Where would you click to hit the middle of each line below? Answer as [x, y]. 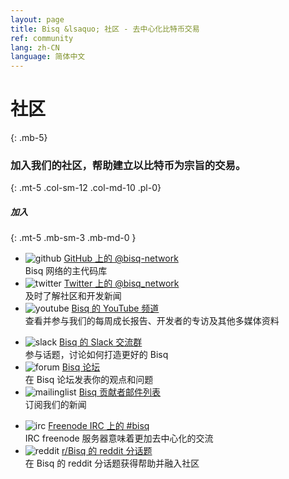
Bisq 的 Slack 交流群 [101, 342]
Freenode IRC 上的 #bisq [99, 426]
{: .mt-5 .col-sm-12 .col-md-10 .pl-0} [86, 188]
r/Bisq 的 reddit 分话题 [107, 451]
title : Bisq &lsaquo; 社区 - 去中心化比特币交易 [105, 29]
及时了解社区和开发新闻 [73, 296]
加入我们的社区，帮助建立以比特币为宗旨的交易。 [128, 165]
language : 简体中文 [48, 57]
